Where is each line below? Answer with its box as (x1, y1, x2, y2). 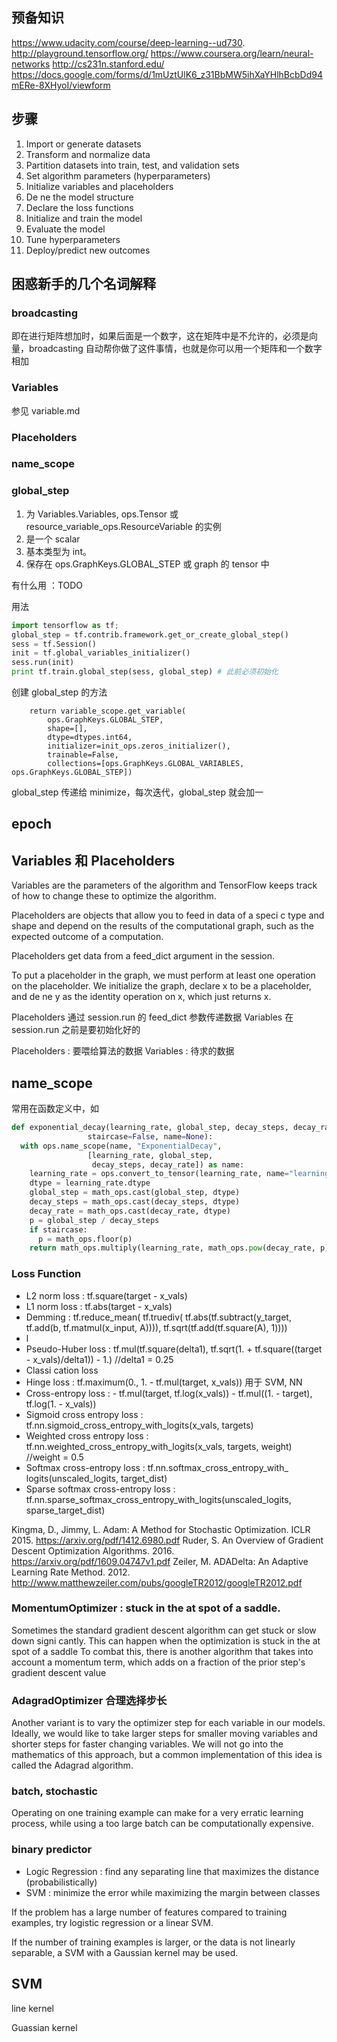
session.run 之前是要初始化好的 (11, 1024, 141, 1036)
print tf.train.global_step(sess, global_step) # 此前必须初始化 (11, 667, 279, 677)
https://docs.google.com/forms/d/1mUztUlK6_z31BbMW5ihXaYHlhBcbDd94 (11, 68, 323, 80)
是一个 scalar (25, 533, 81, 545)
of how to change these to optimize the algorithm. (11, 890, 217, 902)
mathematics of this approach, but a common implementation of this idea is (11, 1749, 323, 1761)
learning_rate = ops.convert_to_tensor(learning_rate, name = (29, 1169, 289, 1179)
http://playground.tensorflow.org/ (11, 47, 149, 59)
